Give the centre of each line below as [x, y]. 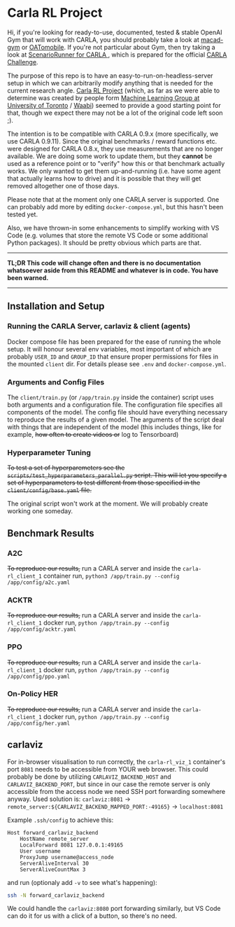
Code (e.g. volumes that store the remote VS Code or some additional [108, 235]
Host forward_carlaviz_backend [53, 832]
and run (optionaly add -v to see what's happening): [82, 882]
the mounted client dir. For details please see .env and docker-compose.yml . [117, 364]
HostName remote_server [55, 839]
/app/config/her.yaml [39, 723]
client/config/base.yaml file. [50, 490]
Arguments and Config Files [56, 382]
